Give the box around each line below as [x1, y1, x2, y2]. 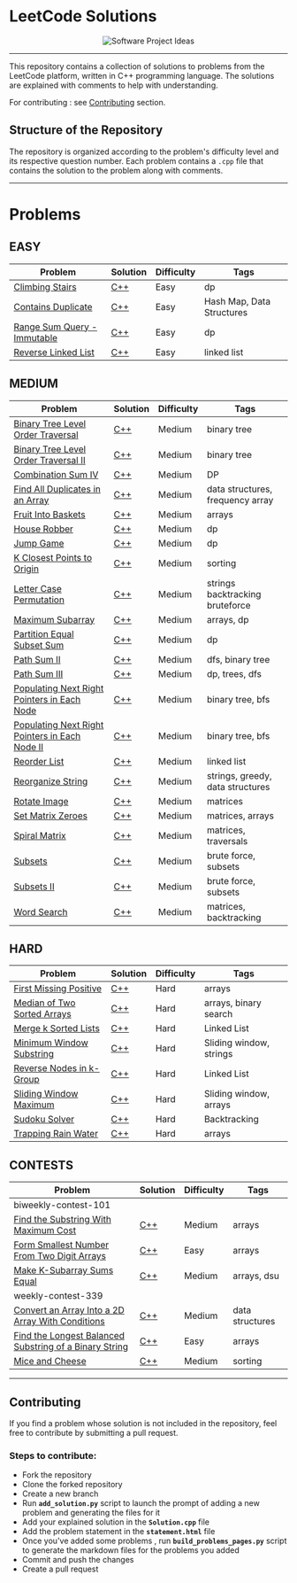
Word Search [13, 905, 68, 918]
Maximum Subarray [13, 613, 95, 625]
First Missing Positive [13, 982, 103, 995]
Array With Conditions [13, 1315, 106, 1328]
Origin [13, 563, 40, 575]
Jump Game [13, 537, 65, 549]
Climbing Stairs [13, 281, 77, 293]
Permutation [13, 594, 65, 606]
